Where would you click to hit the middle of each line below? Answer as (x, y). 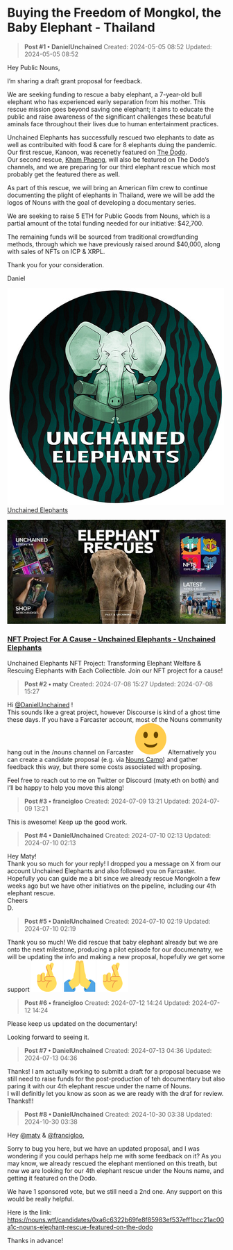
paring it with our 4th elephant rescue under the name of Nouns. (99, 1086)
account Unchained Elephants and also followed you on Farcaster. (102, 871)
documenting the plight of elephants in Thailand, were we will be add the (111, 195)
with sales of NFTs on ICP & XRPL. (56, 251)
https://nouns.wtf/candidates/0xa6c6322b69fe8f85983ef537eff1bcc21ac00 (115, 1219)
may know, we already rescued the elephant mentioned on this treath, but (112, 1163)
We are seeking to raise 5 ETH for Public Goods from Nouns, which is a (109, 216)
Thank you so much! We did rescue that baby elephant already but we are (113, 942)
